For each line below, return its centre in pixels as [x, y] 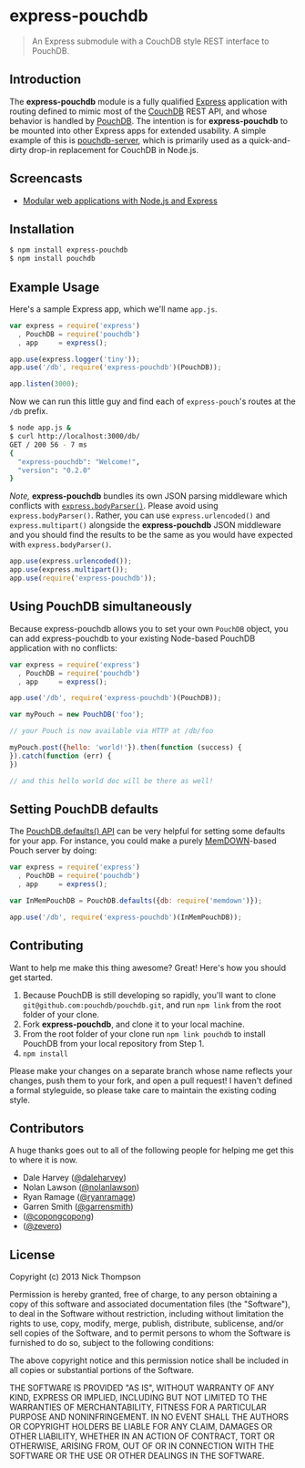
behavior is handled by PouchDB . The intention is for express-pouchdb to [149, 120]
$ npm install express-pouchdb [69, 250]
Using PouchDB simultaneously [101, 607]
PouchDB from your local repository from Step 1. [113, 1043]
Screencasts [46, 179]
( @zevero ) [42, 1226]
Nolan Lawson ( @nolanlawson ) [81, 1187]
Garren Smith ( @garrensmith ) [78, 1207]
